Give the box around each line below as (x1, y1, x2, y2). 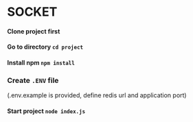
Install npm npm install (7, 58, 76, 66)
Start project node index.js (7, 107, 86, 115)
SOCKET (7, 4, 58, 20)
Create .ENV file (7, 75, 59, 85)
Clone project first (7, 27, 60, 35)
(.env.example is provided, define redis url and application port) (7, 91, 187, 99)
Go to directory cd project (7, 42, 84, 51)
